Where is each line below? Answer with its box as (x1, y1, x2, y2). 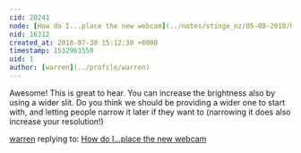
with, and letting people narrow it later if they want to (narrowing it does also (9, 106, 291, 117)
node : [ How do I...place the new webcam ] (9, 21, 167, 30)
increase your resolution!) (9, 115, 105, 126)
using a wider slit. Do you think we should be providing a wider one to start (9, 97, 286, 107)
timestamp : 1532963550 (9, 47, 94, 55)
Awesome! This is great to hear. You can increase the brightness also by (9, 87, 276, 98)
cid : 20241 (9, 13, 50, 22)
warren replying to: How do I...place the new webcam (9, 133, 207, 144)
